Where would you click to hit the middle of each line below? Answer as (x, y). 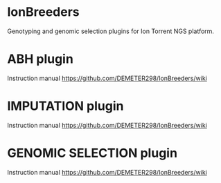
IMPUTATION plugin (65, 106)
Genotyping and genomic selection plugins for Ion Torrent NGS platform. (111, 31)
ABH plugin (41, 59)
